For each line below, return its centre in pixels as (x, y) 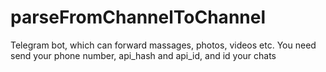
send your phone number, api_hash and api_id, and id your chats (143, 55)
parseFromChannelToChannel (138, 17)
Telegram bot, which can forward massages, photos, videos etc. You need (163, 45)
